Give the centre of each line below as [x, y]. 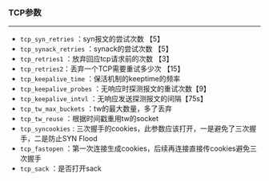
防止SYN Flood [72, 139]
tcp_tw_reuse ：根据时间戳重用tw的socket [89, 119]
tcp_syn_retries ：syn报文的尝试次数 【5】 [92, 39]
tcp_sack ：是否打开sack [60, 168]
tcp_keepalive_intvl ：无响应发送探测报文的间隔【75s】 [114, 99]
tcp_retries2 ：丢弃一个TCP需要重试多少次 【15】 [102, 69]
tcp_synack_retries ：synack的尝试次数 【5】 [96, 49]
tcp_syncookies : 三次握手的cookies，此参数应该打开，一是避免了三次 [134, 128]
